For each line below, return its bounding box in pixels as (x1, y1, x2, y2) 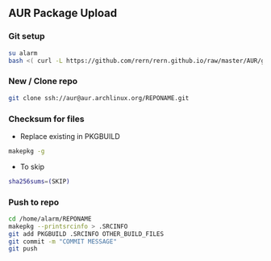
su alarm (8, 48, 38, 57)
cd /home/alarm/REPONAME (8, 214, 92, 223)
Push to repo (8, 196, 60, 208)
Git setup (8, 31, 45, 42)
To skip (19, 162, 45, 171)
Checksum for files (8, 113, 85, 124)
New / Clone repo (8, 76, 78, 87)
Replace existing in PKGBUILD (19, 131, 120, 141)
